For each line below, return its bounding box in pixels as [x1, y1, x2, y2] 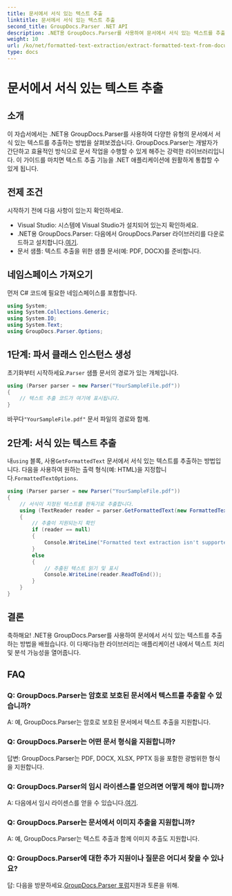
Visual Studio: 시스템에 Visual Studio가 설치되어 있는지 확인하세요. [17, 220, 199, 229]
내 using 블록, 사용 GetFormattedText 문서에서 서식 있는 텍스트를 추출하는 [7, 457, 203, 465]
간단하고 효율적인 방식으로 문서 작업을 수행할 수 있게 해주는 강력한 [7, 146, 184, 155]
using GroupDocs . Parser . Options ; [7, 328, 104, 335]
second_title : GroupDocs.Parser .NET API [7, 23, 128, 30]
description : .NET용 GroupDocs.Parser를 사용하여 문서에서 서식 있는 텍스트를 [7, 29, 213, 37]
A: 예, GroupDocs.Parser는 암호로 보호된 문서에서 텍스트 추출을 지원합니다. [7, 718, 211, 726]
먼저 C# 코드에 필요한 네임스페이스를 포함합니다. [7, 288, 137, 297]
